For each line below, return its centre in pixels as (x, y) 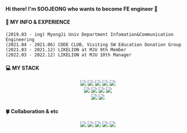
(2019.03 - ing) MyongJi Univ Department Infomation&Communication (90, 34)
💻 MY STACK (22, 68)
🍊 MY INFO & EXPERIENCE (38, 22)
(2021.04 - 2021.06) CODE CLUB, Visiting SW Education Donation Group (93, 44)
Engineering (20, 39)
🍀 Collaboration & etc (32, 111)
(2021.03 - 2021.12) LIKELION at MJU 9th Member (66, 50)
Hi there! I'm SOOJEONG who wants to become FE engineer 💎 (82, 9)
